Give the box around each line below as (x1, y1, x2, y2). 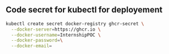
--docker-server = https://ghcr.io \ (11, 26, 101, 32)
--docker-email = (11, 43, 52, 49)
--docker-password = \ (11, 37, 63, 44)
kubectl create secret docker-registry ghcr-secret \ (5, 20, 145, 26)
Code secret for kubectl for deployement (5, 5, 163, 15)
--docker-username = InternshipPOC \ (11, 32, 101, 38)
